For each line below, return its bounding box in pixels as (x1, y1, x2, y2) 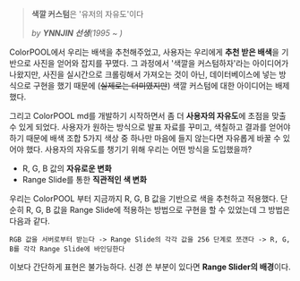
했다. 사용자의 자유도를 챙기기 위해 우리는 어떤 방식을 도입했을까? (25, 144, 253, 155)
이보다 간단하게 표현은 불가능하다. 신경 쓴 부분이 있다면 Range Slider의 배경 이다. (9, 261, 291, 272)
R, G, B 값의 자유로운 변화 (21, 163, 112, 174)
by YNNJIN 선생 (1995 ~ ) (30, 28, 124, 38)
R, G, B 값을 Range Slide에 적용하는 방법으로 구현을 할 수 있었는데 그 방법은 (25, 205, 291, 215)
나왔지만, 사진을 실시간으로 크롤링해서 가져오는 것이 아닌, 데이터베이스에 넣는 (9, 69, 278, 80)
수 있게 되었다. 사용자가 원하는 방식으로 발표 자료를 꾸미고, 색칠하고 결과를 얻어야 (9, 122, 291, 132)
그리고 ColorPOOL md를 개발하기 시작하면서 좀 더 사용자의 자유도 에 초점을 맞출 (9, 111, 287, 121)
